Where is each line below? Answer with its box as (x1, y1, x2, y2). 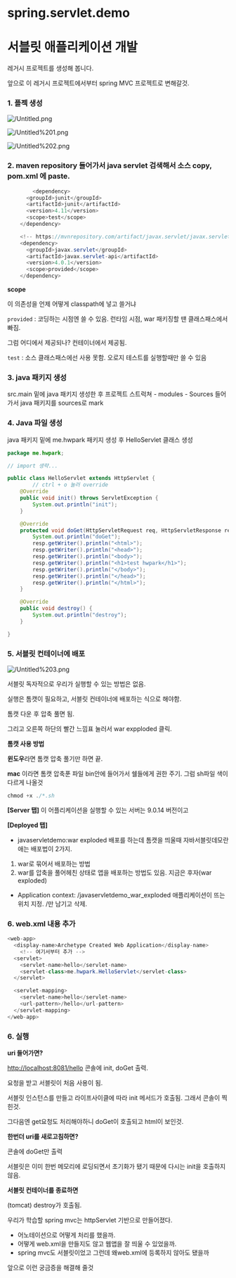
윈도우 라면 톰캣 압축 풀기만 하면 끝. (7, 754, 103, 763)
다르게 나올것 (7, 778, 44, 786)
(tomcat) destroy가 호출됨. (7, 1201, 82, 1209)
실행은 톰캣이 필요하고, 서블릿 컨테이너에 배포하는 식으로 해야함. (7, 695, 182, 703)
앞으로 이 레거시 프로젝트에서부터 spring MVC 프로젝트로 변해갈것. (7, 79, 190, 87)
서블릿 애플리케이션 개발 (7, 39, 138, 56)
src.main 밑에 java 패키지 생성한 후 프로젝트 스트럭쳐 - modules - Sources (7, 390, 214, 398)
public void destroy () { (20, 605, 93, 612)
